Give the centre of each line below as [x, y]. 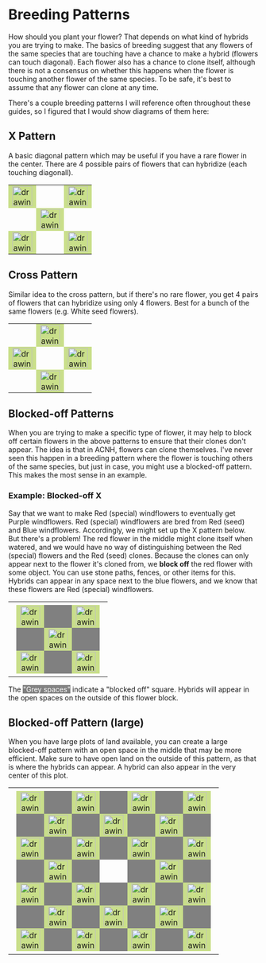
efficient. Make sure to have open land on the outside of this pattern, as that [132, 758]
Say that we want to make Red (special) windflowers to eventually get [122, 513]
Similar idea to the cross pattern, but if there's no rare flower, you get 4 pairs [133, 294]
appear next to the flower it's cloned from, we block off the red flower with [130, 563]
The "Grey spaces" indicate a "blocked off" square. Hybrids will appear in [129, 689]
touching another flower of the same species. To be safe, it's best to [120, 79]
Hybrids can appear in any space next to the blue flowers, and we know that [133, 581]
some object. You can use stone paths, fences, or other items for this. [122, 572]
